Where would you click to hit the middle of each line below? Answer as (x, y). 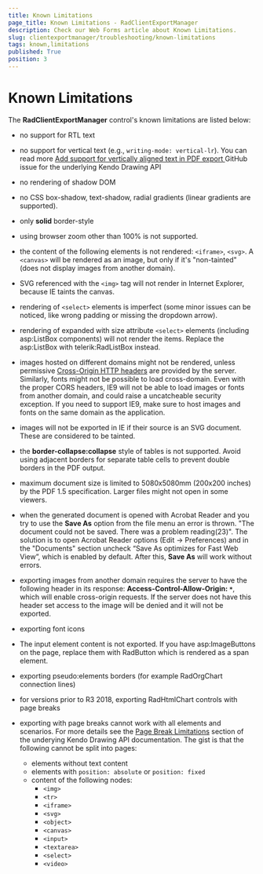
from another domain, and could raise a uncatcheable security (120, 395)
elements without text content (79, 763)
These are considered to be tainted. (77, 436)
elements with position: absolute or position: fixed (118, 771)
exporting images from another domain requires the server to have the (133, 580)
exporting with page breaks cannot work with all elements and (120, 722)
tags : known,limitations (49, 45)
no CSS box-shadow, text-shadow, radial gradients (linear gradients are (135, 197)
